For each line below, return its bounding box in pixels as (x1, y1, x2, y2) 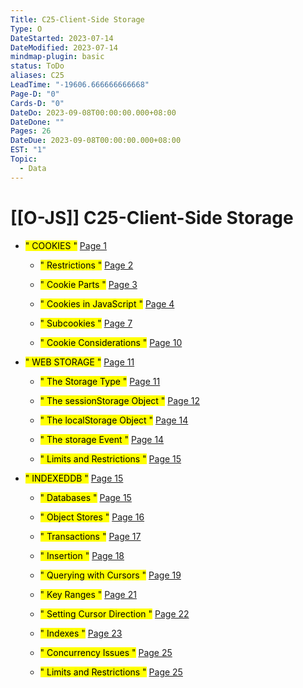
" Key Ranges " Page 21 (39, 588, 137, 600)
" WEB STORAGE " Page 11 (24, 356, 135, 368)
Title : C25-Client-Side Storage (10, 14, 145, 25)
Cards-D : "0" (10, 98, 65, 108)
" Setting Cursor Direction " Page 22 (39, 607, 190, 620)
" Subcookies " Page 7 (39, 317, 133, 329)
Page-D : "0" (10, 89, 60, 99)
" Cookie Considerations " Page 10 (39, 336, 183, 348)
